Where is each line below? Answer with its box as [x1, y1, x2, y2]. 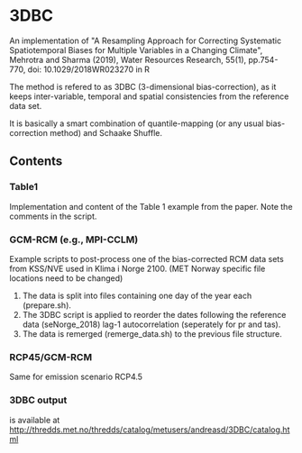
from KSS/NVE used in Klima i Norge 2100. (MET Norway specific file [9, 263, 266, 274]
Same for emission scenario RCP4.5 [9, 371, 142, 383]
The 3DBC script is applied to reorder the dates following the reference [22, 309, 287, 320]
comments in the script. [9, 211, 97, 222]
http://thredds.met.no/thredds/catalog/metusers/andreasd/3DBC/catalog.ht [9, 424, 290, 435]
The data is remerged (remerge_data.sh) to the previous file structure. [22, 328, 282, 339]
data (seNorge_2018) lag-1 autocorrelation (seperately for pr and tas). [22, 319, 281, 330]
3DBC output [9, 394, 68, 406]
